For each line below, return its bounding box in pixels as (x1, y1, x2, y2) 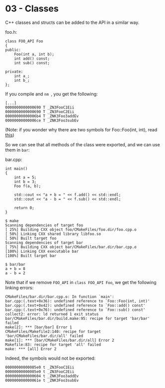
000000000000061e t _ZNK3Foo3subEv (5, 378, 79, 383)
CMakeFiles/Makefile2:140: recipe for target (5, 329, 101, 334)
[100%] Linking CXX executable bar (5, 249, 79, 254)
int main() (5, 166, 28, 171)
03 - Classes (5, 3, 59, 14)
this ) (5, 132, 14, 138)
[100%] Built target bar (5, 253, 57, 258)
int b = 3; (14, 179, 37, 184)
